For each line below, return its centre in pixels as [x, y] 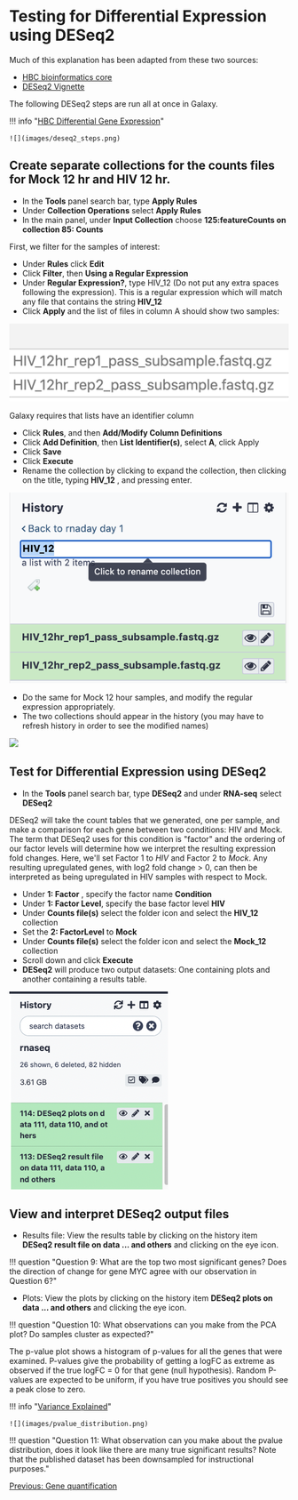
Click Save [42, 452]
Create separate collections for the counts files [142, 166]
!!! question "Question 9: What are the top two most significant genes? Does [148, 1262]
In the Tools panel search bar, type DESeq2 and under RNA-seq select [152, 793]
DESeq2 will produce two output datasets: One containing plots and [146, 969]
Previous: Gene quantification [63, 1486]
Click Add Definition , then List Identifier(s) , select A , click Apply [141, 442]
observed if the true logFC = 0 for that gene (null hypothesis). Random [138, 1370]
